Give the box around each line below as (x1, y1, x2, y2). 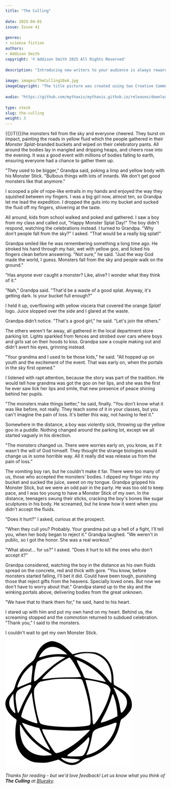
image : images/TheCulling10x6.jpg (5, 78, 79, 84)
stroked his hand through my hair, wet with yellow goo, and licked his (5, 246, 150, 252)
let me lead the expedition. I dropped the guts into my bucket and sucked (5, 199, 159, 205)
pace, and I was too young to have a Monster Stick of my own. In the (5, 490, 149, 496)
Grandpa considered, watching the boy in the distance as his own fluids (5, 562, 156, 568)
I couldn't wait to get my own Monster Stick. (5, 630, 98, 636)
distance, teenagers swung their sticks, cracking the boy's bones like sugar (5, 495, 164, 502)
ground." (5, 262, 24, 268)
